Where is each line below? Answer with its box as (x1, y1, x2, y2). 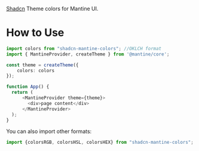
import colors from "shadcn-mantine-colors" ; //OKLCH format (6, 45, 162, 51)
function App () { (6, 84, 50, 90)
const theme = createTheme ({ (6, 62, 79, 68)
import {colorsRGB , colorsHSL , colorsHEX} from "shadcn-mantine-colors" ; (6, 140, 194, 146)
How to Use (6, 26, 65, 39)
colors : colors (17, 67, 55, 73)
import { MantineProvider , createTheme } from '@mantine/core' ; (6, 51, 170, 57)
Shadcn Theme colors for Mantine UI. (6, 5, 99, 12)
